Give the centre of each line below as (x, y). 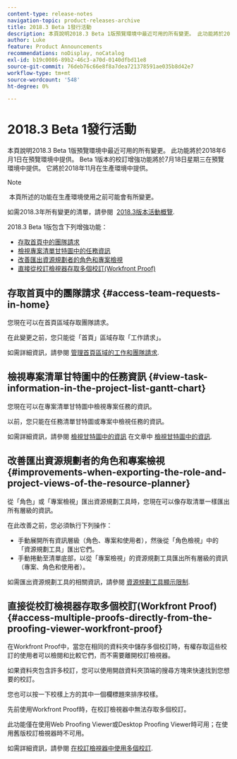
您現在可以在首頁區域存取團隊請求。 (60, 322)
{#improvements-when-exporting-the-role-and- (117, 472)
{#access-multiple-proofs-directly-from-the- (110, 618)
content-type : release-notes (50, 14)
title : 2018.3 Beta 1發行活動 (49, 27)
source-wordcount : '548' (44, 80)
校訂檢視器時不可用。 (57, 734)
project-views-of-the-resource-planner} (99, 483)
